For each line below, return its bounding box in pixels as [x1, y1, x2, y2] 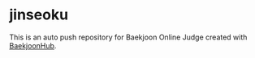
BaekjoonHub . [9, 40, 57, 50]
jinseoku [9, 6, 68, 24]
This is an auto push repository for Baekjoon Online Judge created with [9, 32, 248, 42]
